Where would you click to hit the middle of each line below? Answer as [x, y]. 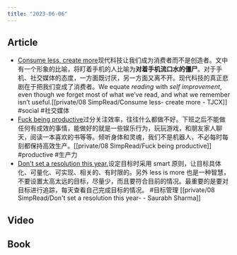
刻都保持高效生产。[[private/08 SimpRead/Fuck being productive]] [115, 146]
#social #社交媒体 [43, 111]
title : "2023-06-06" [38, 14]
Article [23, 43]
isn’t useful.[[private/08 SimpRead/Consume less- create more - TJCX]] [122, 102]
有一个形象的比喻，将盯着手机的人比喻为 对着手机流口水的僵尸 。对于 [117, 69]
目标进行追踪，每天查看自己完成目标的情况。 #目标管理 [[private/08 [116, 190]
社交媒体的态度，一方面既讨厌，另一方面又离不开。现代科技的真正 [126, 78]
